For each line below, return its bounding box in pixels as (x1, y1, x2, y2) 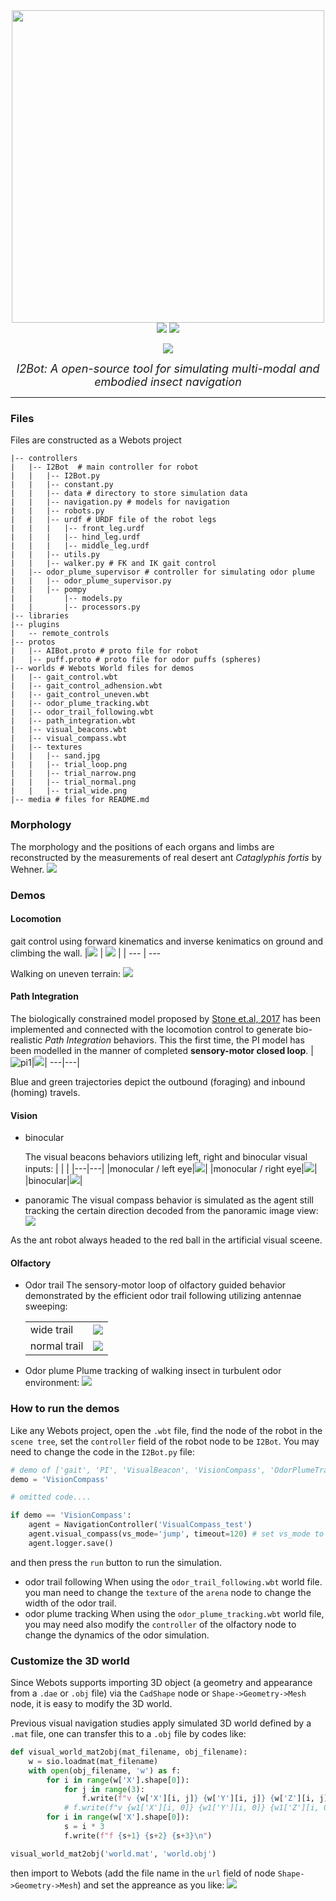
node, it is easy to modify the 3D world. (10, 1698, 173, 1710)
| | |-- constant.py (10, 480, 114, 490)
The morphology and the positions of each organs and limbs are (10, 840, 275, 853)
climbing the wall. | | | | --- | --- (10, 947, 162, 959)
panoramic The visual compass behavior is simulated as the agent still (24, 1194, 314, 1206)
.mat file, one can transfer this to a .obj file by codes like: (10, 1728, 247, 1740)
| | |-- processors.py (10, 602, 141, 613)
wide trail (29, 1323, 74, 1337)
